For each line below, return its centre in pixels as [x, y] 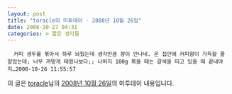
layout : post [27, 14]
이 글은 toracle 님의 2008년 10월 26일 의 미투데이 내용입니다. [91, 83]
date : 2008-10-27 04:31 [43, 27]
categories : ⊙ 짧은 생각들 [44, 34]
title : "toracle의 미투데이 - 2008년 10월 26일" [74, 20]
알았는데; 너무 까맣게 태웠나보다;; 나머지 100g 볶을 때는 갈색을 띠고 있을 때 [106, 62]
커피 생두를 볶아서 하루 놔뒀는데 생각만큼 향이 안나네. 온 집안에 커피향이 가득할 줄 [120, 54]
